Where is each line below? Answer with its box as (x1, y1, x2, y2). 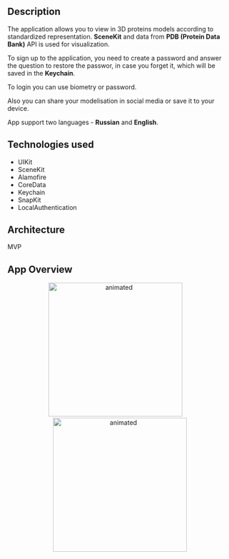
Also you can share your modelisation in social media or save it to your (7, 96, 215, 105)
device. (7, 104, 29, 113)
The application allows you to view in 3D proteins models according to (7, 24, 214, 33)
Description (7, 6, 61, 18)
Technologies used (7, 139, 94, 151)
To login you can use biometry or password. (7, 82, 137, 91)
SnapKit (17, 196, 41, 204)
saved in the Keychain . (7, 69, 76, 77)
